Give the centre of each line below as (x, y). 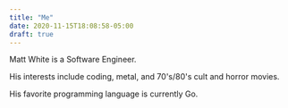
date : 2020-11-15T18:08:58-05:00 (72, 26)
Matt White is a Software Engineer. (73, 60)
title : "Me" (31, 17)
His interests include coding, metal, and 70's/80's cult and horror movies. (144, 77)
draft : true (31, 34)
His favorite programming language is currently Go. (104, 94)
